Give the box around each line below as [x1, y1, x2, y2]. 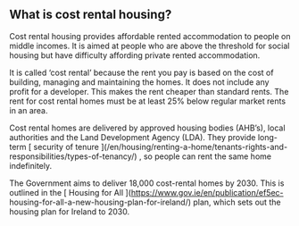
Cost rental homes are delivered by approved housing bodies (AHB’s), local [9, 122, 286, 133]
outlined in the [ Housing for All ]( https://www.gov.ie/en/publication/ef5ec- [9, 187, 284, 197]
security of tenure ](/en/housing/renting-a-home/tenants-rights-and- [33, 141, 288, 152]
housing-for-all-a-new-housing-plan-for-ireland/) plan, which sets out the [9, 197, 281, 207]
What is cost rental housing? [9, 7, 172, 22]
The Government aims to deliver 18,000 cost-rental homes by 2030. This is [9, 178, 285, 188]
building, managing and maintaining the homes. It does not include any [9, 76, 270, 88]
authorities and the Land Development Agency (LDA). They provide [9, 131, 256, 142]
